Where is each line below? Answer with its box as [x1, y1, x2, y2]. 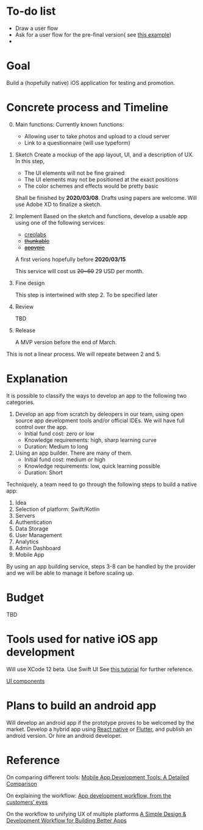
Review [15, 303, 34, 310]
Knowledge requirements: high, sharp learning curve [24, 436, 157, 444]
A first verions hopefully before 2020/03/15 [15, 255, 126, 263]
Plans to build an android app [6, 699, 157, 713]
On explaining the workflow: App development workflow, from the [6, 791, 172, 799]
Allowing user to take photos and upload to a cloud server [24, 133, 170, 140]
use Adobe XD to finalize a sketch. [15, 200, 102, 208]
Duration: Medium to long [24, 443, 88, 450]
